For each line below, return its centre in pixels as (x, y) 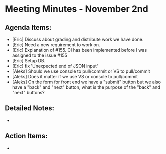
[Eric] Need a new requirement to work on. (56, 45)
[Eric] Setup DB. (29, 61)
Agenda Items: (28, 28)
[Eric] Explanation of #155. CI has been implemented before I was (80, 50)
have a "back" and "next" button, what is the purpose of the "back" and (86, 87)
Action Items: (26, 136)
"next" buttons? (28, 92)
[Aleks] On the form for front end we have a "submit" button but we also (87, 82)
